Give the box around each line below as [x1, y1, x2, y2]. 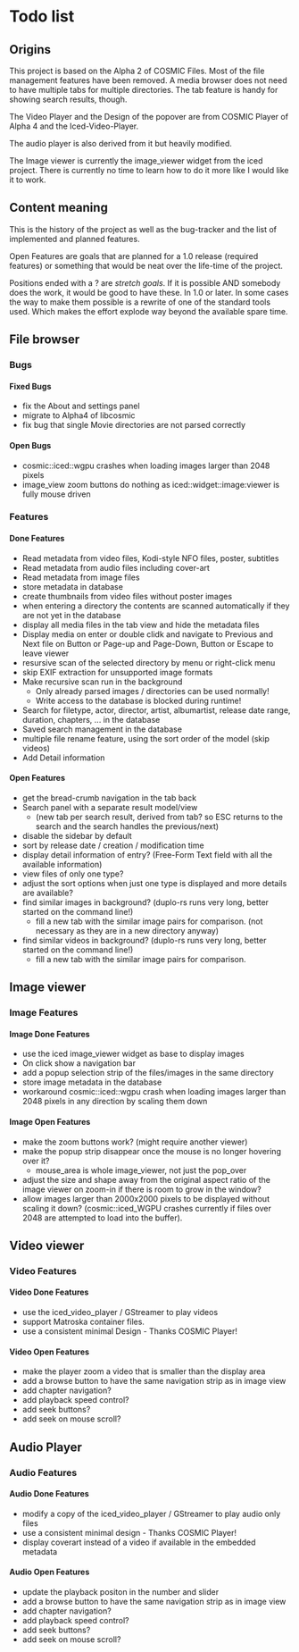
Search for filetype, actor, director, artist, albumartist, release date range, [21, 704, 291, 716]
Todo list [9, 6, 75, 27]
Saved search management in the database [21, 724, 183, 734]
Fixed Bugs [9, 381, 52, 391]
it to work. [9, 174, 46, 185]
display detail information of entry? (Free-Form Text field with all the [21, 849, 273, 860]
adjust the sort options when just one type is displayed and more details [21, 877, 287, 888]
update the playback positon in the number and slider [21, 1587, 220, 1597]
